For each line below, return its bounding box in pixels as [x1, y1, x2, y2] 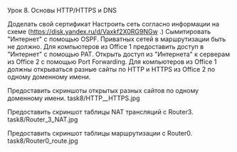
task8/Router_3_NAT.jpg [7, 115, 78, 124]
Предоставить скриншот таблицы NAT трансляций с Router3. [7, 108, 194, 116]
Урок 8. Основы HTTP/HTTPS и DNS [7, 6, 117, 14]
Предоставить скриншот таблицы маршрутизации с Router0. [7, 129, 193, 137]
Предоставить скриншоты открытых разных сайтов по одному [7, 87, 199, 94]
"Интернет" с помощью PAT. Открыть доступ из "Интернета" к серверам [7, 50, 230, 58]
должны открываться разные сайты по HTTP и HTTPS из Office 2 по [7, 65, 216, 73]
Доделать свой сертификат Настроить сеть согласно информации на [7, 20, 219, 28]
